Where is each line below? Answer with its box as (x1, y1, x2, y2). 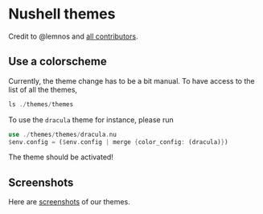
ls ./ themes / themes (8, 100, 74, 109)
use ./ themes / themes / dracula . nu (8, 130, 117, 138)
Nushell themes (8, 5, 116, 23)
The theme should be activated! (8, 152, 114, 162)
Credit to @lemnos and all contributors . (8, 31, 138, 41)
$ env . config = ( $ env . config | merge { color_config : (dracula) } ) (8, 138, 228, 146)
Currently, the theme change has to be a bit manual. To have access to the (8, 76, 255, 85)
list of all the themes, (8, 84, 78, 94)
